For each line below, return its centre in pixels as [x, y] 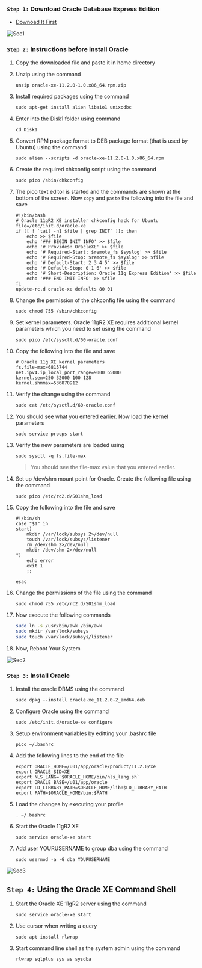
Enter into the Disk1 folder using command [68, 119]
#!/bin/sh [28, 518]
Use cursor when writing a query [56, 926]
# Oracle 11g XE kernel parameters [60, 362]
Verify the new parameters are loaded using [70, 445]
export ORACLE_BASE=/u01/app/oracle [61, 782]
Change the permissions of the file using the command [84, 593]
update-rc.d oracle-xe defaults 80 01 [64, 289]
